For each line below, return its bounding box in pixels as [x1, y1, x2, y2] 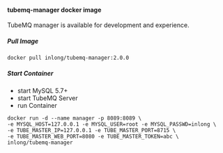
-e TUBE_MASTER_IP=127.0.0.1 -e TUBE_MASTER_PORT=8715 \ [7, 127, 176, 134]
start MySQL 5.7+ [17, 87, 68, 95]
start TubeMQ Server [17, 94, 78, 102]
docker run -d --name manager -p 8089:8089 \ [7, 115, 141, 122]
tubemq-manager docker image [7, 6, 102, 14]
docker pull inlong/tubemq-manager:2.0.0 [7, 54, 130, 62]
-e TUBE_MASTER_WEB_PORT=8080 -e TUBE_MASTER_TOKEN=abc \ [7, 133, 179, 140]
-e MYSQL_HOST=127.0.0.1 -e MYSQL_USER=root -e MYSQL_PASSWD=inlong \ [7, 121, 217, 128]
